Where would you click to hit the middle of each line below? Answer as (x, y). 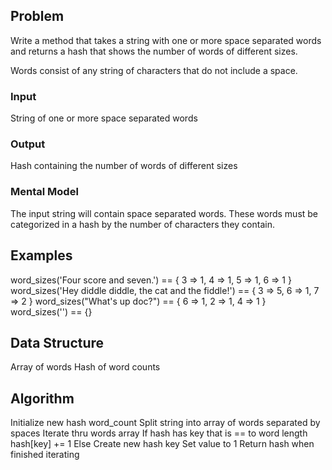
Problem (37, 16)
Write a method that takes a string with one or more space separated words (166, 40)
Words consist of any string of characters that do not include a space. (154, 70)
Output (28, 144)
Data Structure (57, 342)
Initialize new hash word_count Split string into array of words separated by (165, 423)
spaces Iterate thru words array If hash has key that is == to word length (159, 433)
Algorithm (42, 398)
